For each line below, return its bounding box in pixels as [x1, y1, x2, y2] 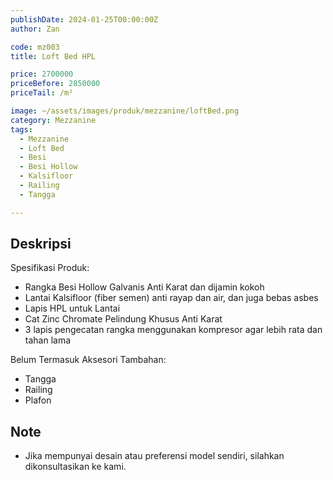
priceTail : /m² [10, 88, 74, 98]
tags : [10, 124, 33, 135]
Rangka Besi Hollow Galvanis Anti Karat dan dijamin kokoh [24, 281, 265, 293]
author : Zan [10, 24, 60, 34]
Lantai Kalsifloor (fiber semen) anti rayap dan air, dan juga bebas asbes [24, 292, 319, 304]
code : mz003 [10, 42, 60, 52]
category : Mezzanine [10, 115, 97, 125]
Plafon [24, 394, 52, 406]
